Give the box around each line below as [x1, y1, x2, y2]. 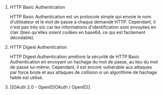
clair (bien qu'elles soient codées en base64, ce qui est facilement [9, 30, 146, 35]
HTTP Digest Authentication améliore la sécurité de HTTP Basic [9, 54, 140, 60]
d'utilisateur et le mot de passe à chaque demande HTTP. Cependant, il [9, 19, 156, 25]
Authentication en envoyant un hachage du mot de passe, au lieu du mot [9, 59, 159, 64]
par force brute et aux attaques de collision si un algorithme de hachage [9, 69, 158, 75]
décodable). [9, 34, 35, 40]
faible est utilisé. [9, 75, 44, 80]
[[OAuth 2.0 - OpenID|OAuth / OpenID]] [9, 84, 91, 90]
